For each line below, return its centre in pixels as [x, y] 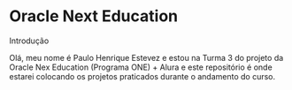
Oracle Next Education [94, 16]
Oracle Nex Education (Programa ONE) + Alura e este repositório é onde [141, 67]
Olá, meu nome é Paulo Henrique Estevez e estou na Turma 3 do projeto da [146, 57]
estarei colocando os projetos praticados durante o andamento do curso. [142, 76]
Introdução [29, 41]
